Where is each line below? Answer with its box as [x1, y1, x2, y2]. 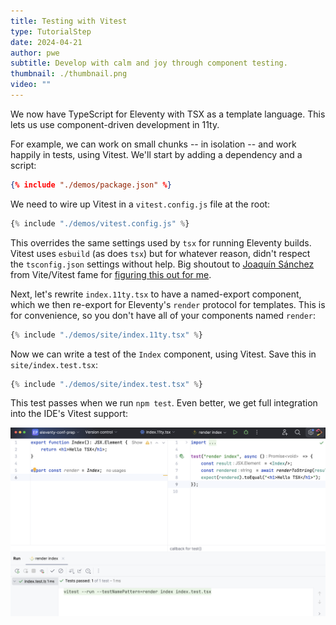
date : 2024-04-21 [10, 37, 83, 47]
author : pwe [10, 48, 60, 58]
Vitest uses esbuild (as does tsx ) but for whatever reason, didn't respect [10, 247, 311, 259]
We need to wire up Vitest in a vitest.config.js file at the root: [10, 198, 271, 210]
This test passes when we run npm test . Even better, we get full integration [10, 397, 318, 409]
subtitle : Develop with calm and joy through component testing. [10, 58, 288, 69]
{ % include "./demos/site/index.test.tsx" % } [10, 379, 203, 389]
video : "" [10, 80, 52, 90]
